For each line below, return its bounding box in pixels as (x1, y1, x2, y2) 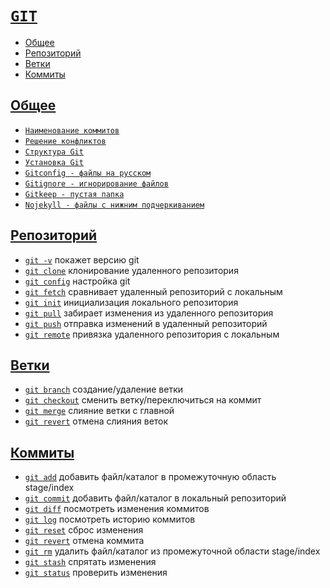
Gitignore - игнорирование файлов (24, 178, 169, 189)
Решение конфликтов (24, 136, 107, 146)
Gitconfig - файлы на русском (24, 168, 152, 178)
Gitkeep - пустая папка (24, 189, 125, 199)
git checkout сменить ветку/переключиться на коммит (24, 394, 262, 406)
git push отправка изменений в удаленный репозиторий (24, 317, 268, 329)
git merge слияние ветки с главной (24, 405, 175, 417)
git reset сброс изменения (24, 524, 144, 536)
